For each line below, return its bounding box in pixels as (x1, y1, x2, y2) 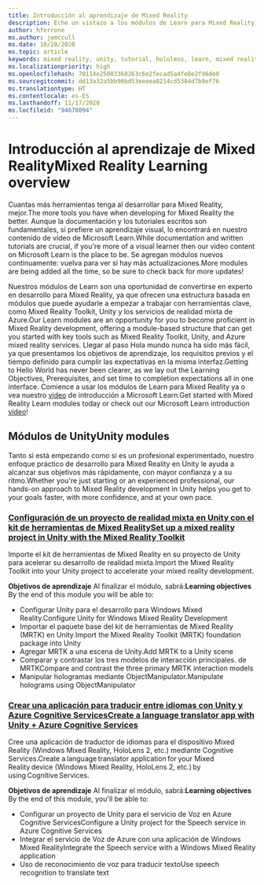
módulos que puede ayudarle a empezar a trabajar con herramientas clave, (8, 298, 251, 307)
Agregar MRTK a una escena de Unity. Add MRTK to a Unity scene (19, 647, 233, 656)
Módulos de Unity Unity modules (8, 430, 170, 443)
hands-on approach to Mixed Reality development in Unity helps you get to (8, 484, 251, 494)
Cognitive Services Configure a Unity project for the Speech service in (19, 818, 246, 828)
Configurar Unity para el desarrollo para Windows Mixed (19, 605, 203, 615)
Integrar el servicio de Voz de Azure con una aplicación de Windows (19, 835, 241, 844)
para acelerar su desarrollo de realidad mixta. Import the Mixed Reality (8, 558, 234, 567)
